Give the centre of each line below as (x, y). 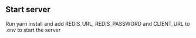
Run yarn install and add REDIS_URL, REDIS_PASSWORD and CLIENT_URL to (98, 23)
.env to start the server (33, 30)
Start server (28, 10)
